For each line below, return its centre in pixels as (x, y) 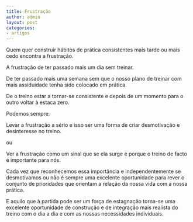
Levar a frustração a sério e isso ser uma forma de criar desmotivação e (93, 125)
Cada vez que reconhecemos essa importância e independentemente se (94, 171)
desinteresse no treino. (34, 131)
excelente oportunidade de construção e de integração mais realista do (92, 207)
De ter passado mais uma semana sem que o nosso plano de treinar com (94, 79)
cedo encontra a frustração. (40, 56)
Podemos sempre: (28, 114)
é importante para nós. (34, 160)
